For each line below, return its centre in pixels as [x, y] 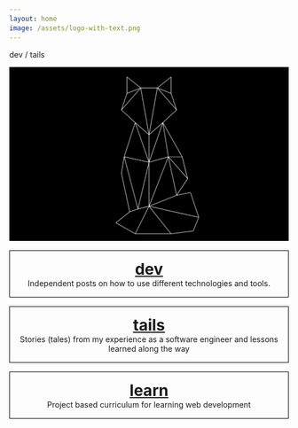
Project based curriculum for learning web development [149, 405]
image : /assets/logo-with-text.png [75, 28]
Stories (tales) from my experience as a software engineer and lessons [149, 339]
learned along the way [149, 349]
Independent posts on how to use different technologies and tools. [149, 283]
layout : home [33, 19]
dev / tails [27, 54]
